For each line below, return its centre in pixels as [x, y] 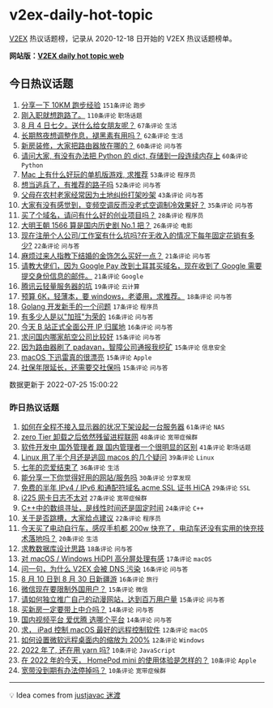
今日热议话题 [41, 84]
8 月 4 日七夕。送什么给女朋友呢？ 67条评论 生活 [99, 125]
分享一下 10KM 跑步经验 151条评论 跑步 [83, 105]
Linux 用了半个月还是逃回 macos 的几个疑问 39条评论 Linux [117, 457]
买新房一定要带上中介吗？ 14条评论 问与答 [87, 610]
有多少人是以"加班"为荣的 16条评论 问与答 [87, 316]
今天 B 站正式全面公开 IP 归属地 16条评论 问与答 [97, 326]
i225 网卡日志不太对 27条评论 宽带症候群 [84, 498]
